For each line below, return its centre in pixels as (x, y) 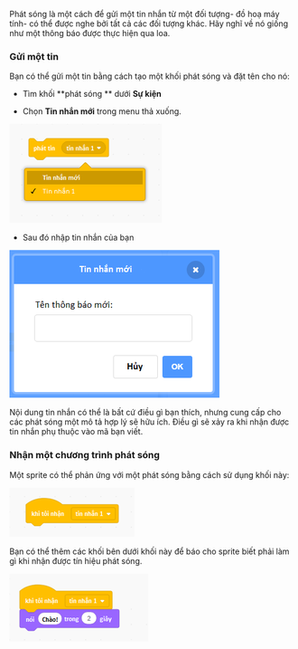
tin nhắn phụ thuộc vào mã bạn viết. (76, 432)
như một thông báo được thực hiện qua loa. (90, 33)
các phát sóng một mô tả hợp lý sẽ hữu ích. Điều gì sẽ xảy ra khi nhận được (149, 422)
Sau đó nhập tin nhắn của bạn (78, 238)
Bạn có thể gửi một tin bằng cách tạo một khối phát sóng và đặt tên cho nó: (150, 76)
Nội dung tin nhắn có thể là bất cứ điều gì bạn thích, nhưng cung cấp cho (145, 413)
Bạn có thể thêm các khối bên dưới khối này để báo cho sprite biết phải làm (149, 551)
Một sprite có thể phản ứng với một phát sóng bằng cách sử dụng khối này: (149, 474)
